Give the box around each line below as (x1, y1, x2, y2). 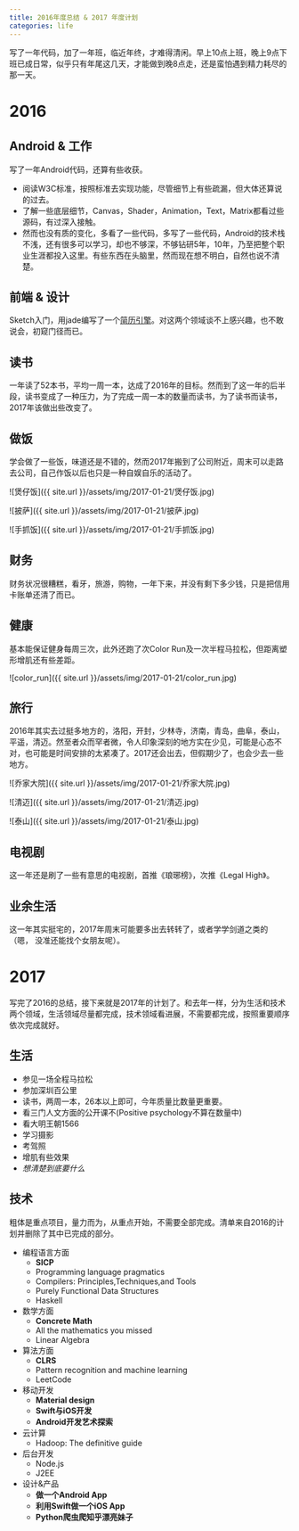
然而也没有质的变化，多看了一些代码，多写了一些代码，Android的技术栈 (21, 227, 286, 238)
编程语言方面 (21, 1247, 69, 1257)
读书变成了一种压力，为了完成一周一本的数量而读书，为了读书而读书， (24, 391, 282, 402)
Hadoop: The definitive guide (35, 1437, 142, 1448)
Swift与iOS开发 (35, 1405, 93, 1416)
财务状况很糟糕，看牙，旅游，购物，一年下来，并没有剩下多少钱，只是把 (9, 578, 274, 589)
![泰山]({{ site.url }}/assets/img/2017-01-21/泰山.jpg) (9, 816, 199, 827)
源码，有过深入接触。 (21, 216, 101, 227)
